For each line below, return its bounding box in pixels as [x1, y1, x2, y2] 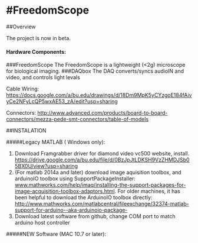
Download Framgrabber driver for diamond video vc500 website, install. [14, 150, 190, 157]
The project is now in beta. [6, 34, 71, 41]
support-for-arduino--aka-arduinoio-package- [14, 206, 128, 213]
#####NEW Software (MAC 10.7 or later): [6, 231, 107, 238]
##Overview [6, 23, 37, 30]
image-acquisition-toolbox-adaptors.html [14, 187, 115, 195]
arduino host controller [14, 219, 71, 226]
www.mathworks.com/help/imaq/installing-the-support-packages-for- [14, 182, 186, 189]
